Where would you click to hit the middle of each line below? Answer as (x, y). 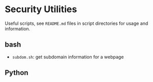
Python (17, 73)
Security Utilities (41, 9)
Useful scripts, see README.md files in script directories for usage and (76, 23)
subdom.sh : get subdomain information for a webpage (68, 57)
